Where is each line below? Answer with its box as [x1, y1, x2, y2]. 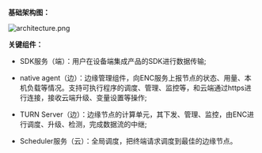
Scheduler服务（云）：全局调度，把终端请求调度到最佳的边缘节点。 [19, 136, 237, 145]
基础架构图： [8, 8, 50, 17]
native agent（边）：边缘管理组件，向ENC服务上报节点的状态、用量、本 [19, 73, 252, 82]
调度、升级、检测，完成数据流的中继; [26, 120, 148, 129]
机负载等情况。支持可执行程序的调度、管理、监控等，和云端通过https [19, 83, 245, 92]
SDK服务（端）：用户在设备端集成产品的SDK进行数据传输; [19, 57, 207, 65]
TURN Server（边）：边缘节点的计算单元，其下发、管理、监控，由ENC [19, 110, 248, 119]
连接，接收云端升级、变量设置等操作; [26, 93, 148, 102]
